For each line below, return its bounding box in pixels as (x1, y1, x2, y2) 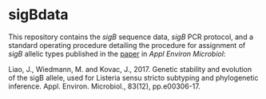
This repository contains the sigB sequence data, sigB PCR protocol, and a (8, 32, 254, 42)
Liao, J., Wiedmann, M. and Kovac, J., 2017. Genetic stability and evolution (8, 64, 252, 73)
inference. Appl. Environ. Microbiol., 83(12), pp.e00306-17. (8, 81, 201, 91)
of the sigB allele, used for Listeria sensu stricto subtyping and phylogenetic (8, 73, 259, 82)
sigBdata (8, 6, 69, 24)
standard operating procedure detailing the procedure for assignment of (8, 40, 246, 49)
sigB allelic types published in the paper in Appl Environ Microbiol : (8, 49, 226, 58)
